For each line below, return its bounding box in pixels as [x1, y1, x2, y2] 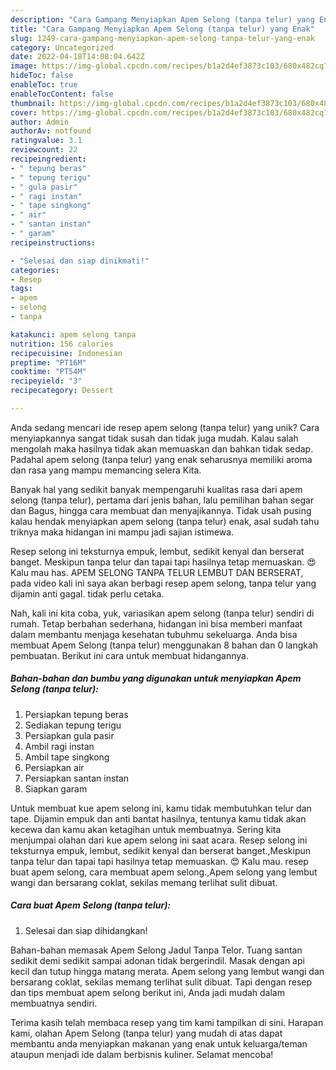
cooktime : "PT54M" [10, 367, 87, 377]
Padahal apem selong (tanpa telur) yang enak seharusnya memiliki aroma [10, 453, 313, 465]
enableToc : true [10, 80, 78, 90]
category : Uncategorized [10, 42, 114, 53]
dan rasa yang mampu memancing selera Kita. [10, 464, 202, 476]
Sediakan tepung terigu [24, 719, 122, 731]
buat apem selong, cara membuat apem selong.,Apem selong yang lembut [10, 866, 318, 878]
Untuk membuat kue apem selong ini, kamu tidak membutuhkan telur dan [10, 802, 312, 814]
